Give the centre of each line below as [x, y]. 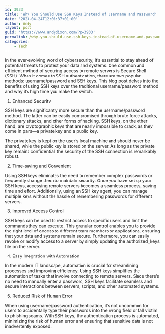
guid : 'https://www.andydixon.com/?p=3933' [50, 32]
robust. [12, 156]
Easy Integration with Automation [46, 256]
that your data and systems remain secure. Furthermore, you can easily [77, 236]
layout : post [18, 28]
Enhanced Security [31, 101]
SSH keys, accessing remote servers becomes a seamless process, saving [81, 186]
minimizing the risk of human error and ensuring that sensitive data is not [79, 321]
